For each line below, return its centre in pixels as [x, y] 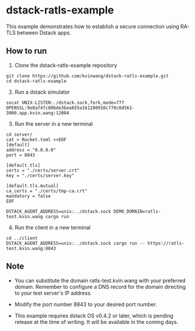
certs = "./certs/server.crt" [43, 170]
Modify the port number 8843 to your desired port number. [85, 304]
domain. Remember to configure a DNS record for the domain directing [100, 286]
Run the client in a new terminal [52, 227]
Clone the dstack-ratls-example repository [66, 65]
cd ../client [22, 238]
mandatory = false [28, 196]
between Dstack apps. [44, 32]
